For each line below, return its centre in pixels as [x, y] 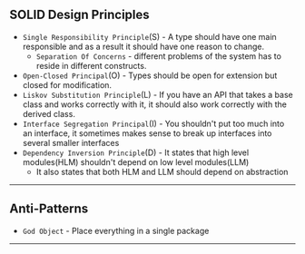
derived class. [49, 113]
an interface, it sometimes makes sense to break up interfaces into [147, 133]
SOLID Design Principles [79, 15]
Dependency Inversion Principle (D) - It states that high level [136, 152]
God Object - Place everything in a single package [116, 230]
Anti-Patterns [49, 209]
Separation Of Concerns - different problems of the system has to [158, 56]
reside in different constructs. [91, 65]
